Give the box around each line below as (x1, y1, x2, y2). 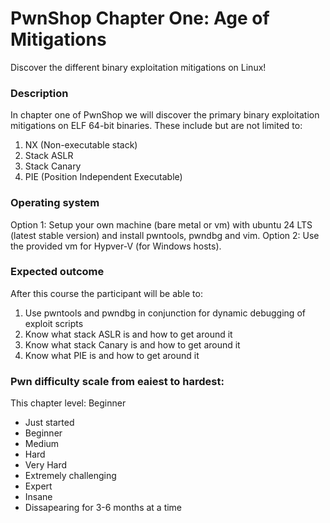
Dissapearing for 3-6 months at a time (24, 502, 183, 514)
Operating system (10, 196, 100, 210)
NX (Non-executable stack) (24, 139, 138, 151)
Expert (24, 480, 53, 492)
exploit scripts (24, 317, 84, 329)
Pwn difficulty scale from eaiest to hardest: (10, 374, 225, 388)
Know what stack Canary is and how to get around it (24, 338, 241, 351)
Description (10, 86, 69, 100)
